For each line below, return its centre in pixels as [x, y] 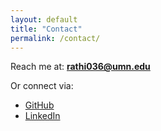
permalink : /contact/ [55, 38]
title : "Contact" [46, 29]
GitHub [39, 105]
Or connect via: [42, 86]
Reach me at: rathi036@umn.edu [80, 67]
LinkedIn [42, 116]
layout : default [44, 19]
